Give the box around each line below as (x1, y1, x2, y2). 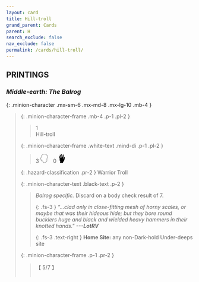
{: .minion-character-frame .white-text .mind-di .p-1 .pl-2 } (20, 142, 163, 149)
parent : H (6, 28, 31, 34)
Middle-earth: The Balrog (6, 88, 81, 96)
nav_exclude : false (6, 41, 55, 47)
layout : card (6, 9, 39, 15)
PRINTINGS (6, 70, 49, 80)
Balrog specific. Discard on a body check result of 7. (35, 192, 164, 199)
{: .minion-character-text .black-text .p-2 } (20, 180, 125, 187)
